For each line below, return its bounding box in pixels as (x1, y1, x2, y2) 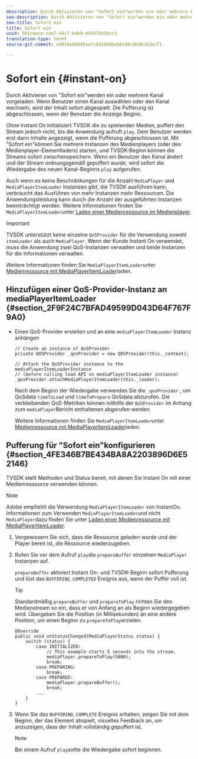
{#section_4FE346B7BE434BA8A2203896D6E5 (6, 450, 188, 460)
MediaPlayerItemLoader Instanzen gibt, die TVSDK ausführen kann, (6, 183, 168, 190)
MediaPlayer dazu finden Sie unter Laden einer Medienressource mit (6, 516, 170, 523)
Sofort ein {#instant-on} (6, 72, 127, 85)
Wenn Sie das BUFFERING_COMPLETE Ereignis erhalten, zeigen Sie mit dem (14, 711, 189, 718)
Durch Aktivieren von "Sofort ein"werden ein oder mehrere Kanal (6, 91, 164, 98)
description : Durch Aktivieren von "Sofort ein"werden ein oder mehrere (6, 8, 189, 15)
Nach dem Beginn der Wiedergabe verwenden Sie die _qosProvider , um (14, 387, 190, 394)
